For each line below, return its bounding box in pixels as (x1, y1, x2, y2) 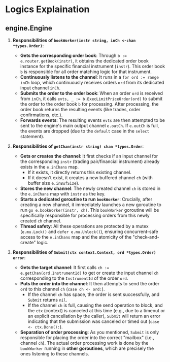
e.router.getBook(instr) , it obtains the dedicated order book (20, 58, 149, 64)
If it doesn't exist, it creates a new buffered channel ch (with (27, 175, 153, 181)
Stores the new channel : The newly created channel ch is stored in (20, 185, 161, 191)
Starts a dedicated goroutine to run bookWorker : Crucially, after (20, 196, 153, 202)
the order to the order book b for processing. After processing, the (20, 101, 159, 107)
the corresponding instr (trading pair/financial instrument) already (20, 158, 160, 164)
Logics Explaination (5, 4, 90, 15)
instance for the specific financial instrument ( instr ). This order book (20, 63, 165, 69)
